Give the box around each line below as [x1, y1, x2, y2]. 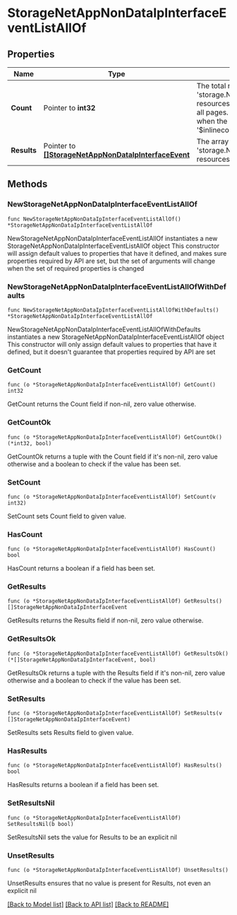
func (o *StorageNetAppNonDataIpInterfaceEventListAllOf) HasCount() [7, 545, 217, 553]
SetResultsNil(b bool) [7, 820, 74, 827]
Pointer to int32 [43, 103, 96, 112]
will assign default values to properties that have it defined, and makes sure [7, 249, 227, 257]
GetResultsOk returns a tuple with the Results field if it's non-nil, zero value [7, 668, 226, 677]
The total [196, 81, 226, 90]
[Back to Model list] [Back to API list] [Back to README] [7, 899, 169, 909]
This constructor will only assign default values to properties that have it [7, 340, 217, 348]
